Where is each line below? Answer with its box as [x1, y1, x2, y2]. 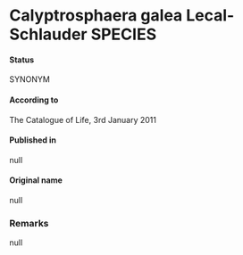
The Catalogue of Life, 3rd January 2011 [9, 114, 156, 125]
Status [9, 54, 35, 65]
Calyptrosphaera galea [9, 5, 183, 26]
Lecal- [186, 5, 235, 26]
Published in [9, 135, 56, 145]
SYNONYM [9, 74, 51, 85]
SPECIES [90, 24, 157, 45]
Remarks [9, 217, 49, 229]
